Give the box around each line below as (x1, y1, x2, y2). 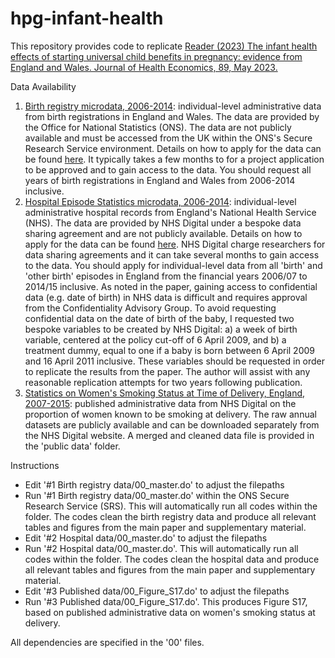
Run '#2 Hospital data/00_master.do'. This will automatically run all (24, 542, 299, 554)
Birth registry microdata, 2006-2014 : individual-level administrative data (24, 100, 322, 112)
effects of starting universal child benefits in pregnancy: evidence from (10, 50, 303, 62)
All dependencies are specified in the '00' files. (10, 636, 205, 648)
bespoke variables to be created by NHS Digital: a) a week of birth (24, 323, 298, 335)
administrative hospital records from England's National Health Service (24, 206, 317, 218)
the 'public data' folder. (24, 440, 121, 452)
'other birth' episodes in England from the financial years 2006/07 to (24, 270, 308, 282)
